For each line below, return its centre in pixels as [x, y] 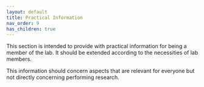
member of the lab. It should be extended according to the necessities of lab [102, 53]
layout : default [27, 12]
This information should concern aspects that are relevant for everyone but [100, 71]
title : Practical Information [45, 18]
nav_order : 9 [23, 23]
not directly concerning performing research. [63, 77]
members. [19, 59]
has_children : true [31, 29]
